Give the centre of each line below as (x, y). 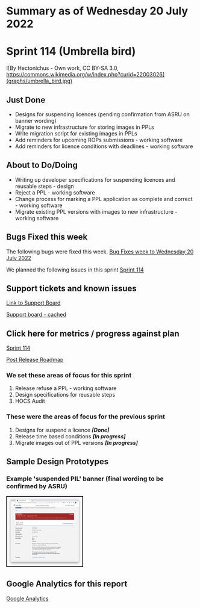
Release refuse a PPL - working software (66, 388)
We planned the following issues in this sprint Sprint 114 (75, 270)
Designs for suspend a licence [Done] (62, 430)
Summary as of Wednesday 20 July (97, 11)
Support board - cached (36, 315)
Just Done (26, 100)
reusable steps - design (44, 186)
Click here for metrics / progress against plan (93, 333)
